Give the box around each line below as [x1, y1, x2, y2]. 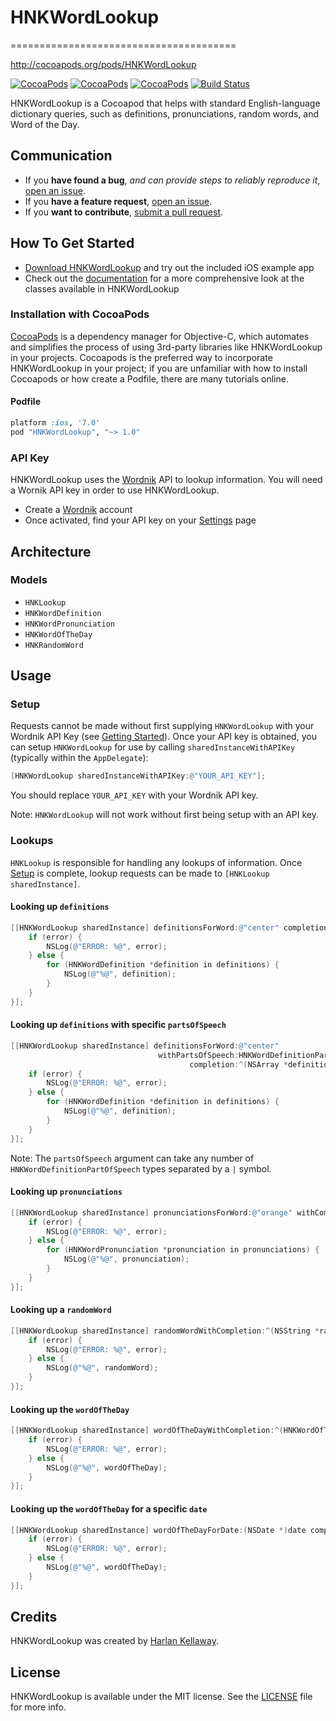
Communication [10, 147, 113, 165]
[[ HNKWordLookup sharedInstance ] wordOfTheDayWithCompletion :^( [10, 1426, 284, 1436]
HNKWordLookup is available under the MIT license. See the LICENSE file [10, 1691, 313, 1703]
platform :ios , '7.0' [10, 418, 101, 428]
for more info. [10, 1701, 67, 1713]
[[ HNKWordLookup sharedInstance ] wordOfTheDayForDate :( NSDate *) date [10, 1525, 307, 1535]
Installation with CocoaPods [10, 307, 150, 321]
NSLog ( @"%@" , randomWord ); [46, 1363, 159, 1373]
